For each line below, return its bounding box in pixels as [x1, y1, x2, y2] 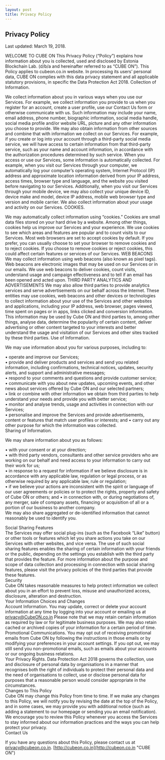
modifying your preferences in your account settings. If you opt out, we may [5, 640, 160, 646]
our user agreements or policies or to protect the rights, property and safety [5, 489, 159, 495]
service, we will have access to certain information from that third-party [5, 142, 151, 147]
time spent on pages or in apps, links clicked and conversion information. [5, 309, 154, 315]
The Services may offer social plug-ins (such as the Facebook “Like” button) [5, 530, 160, 536]
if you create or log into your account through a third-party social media [5, 136, 151, 142]
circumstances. [5, 682, 36, 688]
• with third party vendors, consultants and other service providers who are [5, 452, 159, 458]
